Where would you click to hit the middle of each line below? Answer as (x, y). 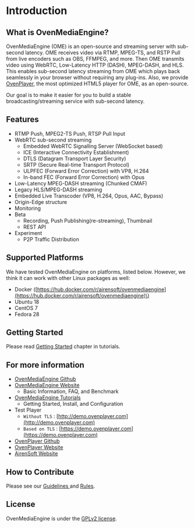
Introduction (37, 11)
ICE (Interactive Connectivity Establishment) (76, 152)
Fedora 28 (27, 314)
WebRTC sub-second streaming (53, 140)
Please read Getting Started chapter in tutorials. (63, 347)
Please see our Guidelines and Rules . (50, 486)
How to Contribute (40, 472)
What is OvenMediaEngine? (57, 32)
